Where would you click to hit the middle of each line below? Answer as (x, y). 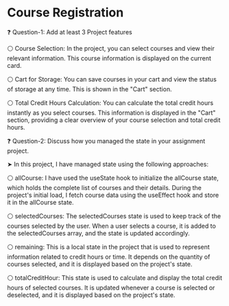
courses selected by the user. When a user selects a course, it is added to (111, 226)
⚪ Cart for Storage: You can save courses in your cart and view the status (112, 79)
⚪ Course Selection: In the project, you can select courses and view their (111, 48)
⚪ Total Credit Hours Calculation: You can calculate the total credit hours (110, 103)
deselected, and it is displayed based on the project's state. (91, 295)
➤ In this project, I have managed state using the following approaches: (108, 164)
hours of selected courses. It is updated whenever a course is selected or (111, 287)
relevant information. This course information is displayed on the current (109, 58)
